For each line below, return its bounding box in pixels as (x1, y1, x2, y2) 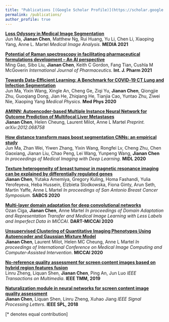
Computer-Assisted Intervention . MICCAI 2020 (5, 250, 103, 256)
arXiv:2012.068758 (5, 124, 45, 130)
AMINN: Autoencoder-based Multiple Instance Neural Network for (5, 108, 147, 114)
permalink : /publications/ (5, 12, 62, 17)
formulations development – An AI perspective (5, 57, 105, 63)
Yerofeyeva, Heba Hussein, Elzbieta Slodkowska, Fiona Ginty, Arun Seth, (5, 181, 156, 188)
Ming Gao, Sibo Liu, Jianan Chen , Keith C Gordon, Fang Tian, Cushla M (5, 62, 153, 68)
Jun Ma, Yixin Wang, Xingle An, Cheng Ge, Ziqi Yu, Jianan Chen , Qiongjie (5, 88, 158, 94)
